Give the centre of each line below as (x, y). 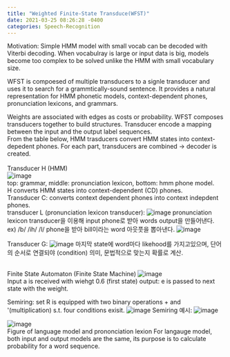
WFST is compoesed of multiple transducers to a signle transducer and (109, 82)
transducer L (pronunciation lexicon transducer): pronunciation (109, 212)
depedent (21, 147)
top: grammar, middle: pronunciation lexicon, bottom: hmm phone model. (111, 183)
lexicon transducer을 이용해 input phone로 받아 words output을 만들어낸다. (111, 221)
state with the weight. (38, 289)
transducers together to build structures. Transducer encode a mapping (109, 125)
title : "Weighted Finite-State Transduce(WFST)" (78, 13)
